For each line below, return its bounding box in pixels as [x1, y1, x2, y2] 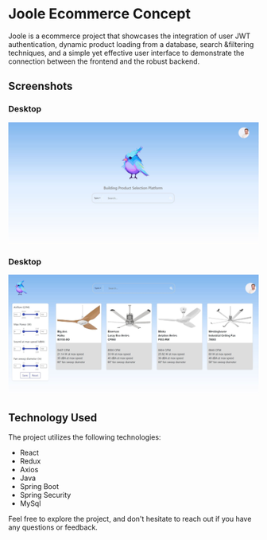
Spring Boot [19, 481, 60, 491]
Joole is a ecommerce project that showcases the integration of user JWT [8, 31, 251, 41]
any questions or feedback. [8, 522, 98, 532]
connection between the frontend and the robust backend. [8, 57, 200, 66]
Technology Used [8, 411, 98, 425]
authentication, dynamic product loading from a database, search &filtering [8, 39, 254, 49]
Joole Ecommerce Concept [8, 5, 191, 23]
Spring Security [19, 490, 72, 499]
